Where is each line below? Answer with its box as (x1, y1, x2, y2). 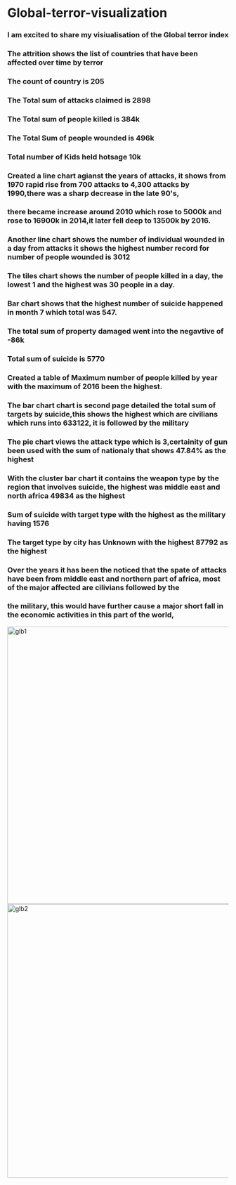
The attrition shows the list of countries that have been (7, 49, 199, 59)
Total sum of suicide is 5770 (7, 354, 105, 364)
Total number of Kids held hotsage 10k (7, 152, 142, 162)
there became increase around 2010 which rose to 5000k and (7, 207, 222, 217)
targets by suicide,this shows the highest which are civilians (7, 409, 218, 419)
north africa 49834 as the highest (7, 490, 125, 500)
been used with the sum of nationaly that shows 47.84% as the (7, 445, 227, 455)
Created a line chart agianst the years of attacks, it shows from (7, 171, 226, 181)
